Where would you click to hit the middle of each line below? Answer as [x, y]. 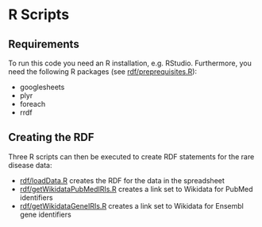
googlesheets [42, 87]
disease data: [30, 165]
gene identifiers [45, 214]
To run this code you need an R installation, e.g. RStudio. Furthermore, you [130, 63]
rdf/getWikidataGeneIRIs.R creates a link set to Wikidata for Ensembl [132, 205]
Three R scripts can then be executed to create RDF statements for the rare [131, 156]
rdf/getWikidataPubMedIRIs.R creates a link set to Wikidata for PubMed [136, 189]
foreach [33, 104]
